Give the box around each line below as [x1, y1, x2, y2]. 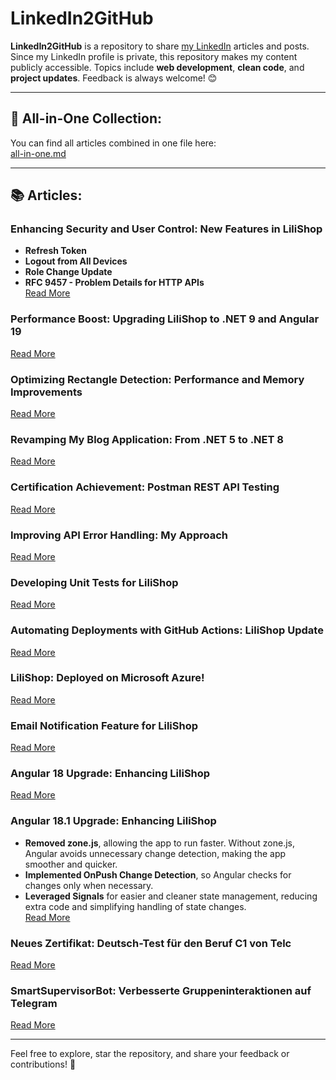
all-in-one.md [10, 147, 67, 159]
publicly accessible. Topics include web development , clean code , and [10, 61, 305, 73]
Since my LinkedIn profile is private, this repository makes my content [10, 50, 298, 62]
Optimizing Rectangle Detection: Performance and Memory [10, 372, 305, 386]
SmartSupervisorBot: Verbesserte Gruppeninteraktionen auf [10, 983, 312, 997]
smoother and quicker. [24, 858, 118, 870]
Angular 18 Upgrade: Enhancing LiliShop [10, 767, 211, 781]
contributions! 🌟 [10, 1058, 77, 1071]
